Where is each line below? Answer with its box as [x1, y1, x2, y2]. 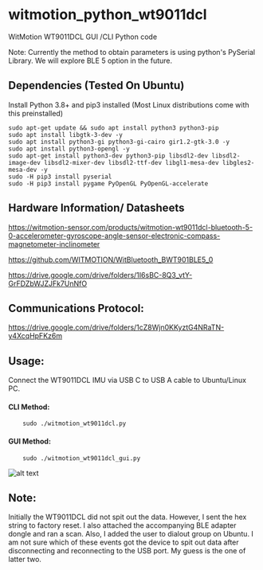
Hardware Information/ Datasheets [8, 201, 185, 215]
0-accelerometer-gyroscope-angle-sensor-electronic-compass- [8, 231, 221, 240]
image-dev [8, 158, 41, 166]
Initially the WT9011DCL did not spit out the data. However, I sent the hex [8, 512, 247, 522]
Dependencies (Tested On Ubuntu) [8, 79, 185, 92]
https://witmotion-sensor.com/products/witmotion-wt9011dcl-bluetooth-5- [8, 222, 253, 232]
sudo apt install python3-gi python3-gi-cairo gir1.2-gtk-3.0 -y [8, 138, 230, 146]
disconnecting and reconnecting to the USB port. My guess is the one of [8, 546, 246, 556]
